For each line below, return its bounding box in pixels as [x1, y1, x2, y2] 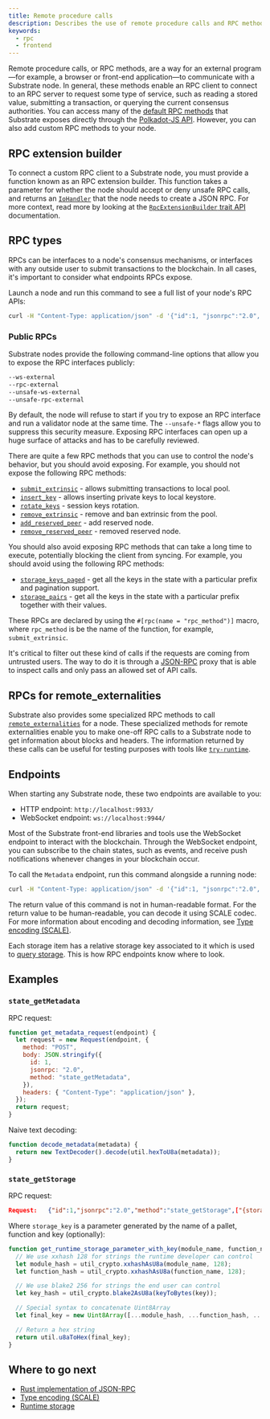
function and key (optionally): [8, 1229, 106, 1239]
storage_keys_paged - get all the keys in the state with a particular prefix [19, 575, 258, 585]
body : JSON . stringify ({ [22, 1051, 103, 1059]
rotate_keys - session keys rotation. [19, 501, 140, 511]
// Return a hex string [15, 1326, 95, 1334]
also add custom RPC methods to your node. [8, 124, 157, 133]
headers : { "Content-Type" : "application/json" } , [22, 1088, 196, 1096]
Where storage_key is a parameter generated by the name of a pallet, [8, 1221, 237, 1230]
